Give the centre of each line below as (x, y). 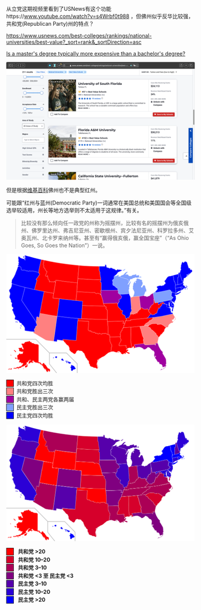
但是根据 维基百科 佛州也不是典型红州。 (53, 190)
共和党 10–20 (34, 559)
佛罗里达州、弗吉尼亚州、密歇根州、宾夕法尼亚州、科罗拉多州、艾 (113, 230)
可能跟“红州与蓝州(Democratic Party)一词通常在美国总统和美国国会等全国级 (99, 203)
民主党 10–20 (34, 591)
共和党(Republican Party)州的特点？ (50, 24)
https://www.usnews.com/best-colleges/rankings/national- (79, 36)
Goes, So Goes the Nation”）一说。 (64, 245)
